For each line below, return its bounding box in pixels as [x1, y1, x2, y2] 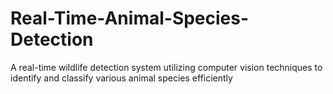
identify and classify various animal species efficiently [10, 72, 233, 84]
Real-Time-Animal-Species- [10, 7, 250, 30]
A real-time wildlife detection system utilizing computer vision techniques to [10, 61, 323, 73]
